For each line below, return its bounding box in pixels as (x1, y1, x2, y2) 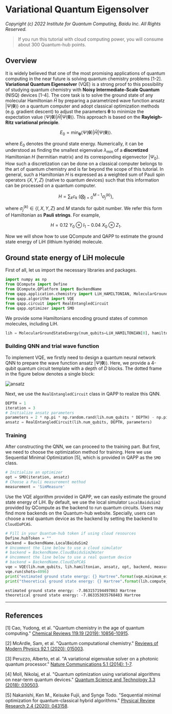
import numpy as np (5, 277, 47, 282)
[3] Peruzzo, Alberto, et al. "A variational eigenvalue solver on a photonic (5, 656, 159, 662)
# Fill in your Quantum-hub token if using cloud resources (5, 531, 137, 536)
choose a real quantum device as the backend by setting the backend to (5, 515, 158, 522)
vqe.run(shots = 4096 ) (5, 569, 50, 574)
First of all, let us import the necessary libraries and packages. (5, 267, 137, 273)
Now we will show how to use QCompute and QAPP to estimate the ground (5, 233, 163, 239)
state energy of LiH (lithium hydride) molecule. (5, 238, 103, 245)
